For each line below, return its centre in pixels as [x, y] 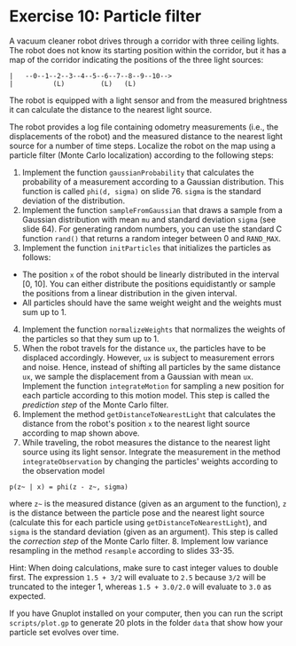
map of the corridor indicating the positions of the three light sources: [136, 59]
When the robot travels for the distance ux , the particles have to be [144, 348]
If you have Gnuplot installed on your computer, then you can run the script [146, 613]
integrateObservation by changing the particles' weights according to [150, 461]
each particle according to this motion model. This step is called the [146, 395]
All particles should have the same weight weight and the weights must [152, 303]
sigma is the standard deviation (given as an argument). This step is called [144, 532]
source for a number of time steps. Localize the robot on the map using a [143, 146]
